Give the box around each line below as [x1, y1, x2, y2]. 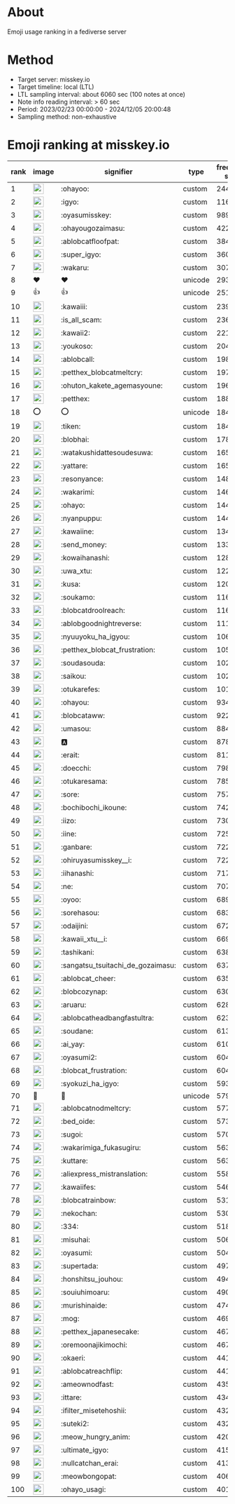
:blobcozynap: [60, 987, 108, 996]
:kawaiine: [60, 527, 94, 536]
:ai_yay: [60, 1039, 85, 1049]
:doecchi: [60, 763, 92, 773]
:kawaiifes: [60, 1182, 97, 1192]
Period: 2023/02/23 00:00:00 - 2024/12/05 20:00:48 [17, 104, 171, 113]
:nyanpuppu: [60, 513, 103, 523]
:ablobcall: [60, 354, 95, 364]
